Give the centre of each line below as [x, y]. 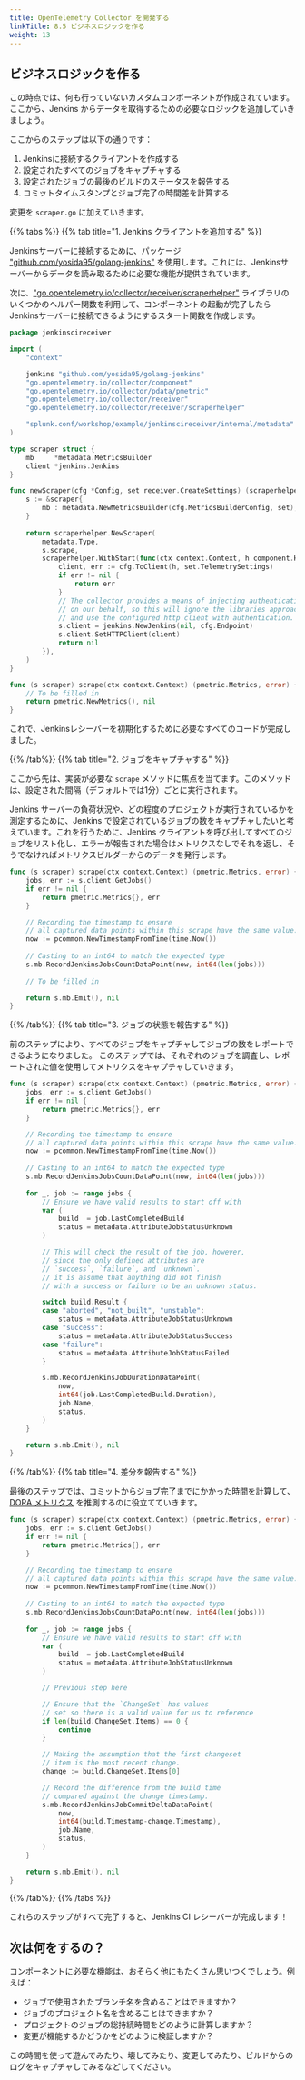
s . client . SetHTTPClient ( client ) [119, 635]
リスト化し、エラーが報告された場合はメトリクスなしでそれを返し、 [160, 844]
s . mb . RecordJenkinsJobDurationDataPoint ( [122, 1378]
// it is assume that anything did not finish [132, 1277]
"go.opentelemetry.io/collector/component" [109, 383]
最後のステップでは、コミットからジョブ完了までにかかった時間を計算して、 [152, 1491]
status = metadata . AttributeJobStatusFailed [143, 1353]
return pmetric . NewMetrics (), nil [91, 702]
